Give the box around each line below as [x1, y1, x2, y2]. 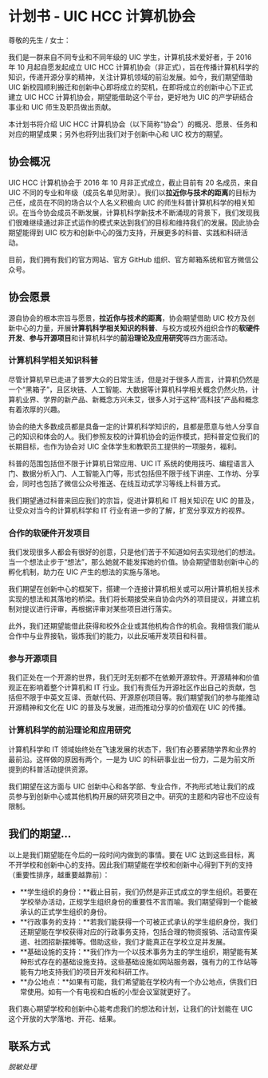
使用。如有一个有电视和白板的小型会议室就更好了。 [26, 987, 195, 996]
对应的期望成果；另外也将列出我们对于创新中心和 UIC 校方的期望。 [8, 129, 227, 138]
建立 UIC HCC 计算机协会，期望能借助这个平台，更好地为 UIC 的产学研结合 [8, 92, 254, 102]
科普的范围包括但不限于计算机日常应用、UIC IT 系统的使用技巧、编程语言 [8, 458, 248, 468]
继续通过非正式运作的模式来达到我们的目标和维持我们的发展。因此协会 [29, 218, 260, 227]
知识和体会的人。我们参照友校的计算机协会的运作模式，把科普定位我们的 [22, 431, 260, 441]
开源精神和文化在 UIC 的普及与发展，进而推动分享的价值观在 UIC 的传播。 [8, 703, 250, 713]
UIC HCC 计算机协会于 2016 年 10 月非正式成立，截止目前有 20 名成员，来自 [8, 178, 258, 187]
